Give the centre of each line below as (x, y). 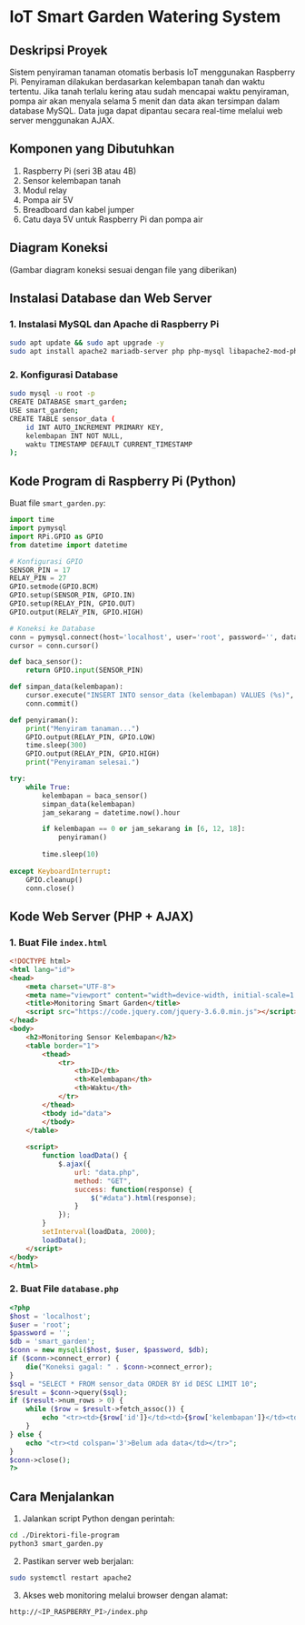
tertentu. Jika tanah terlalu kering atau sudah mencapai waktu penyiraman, (149, 91)
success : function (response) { (133, 1189)
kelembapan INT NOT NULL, (75, 436)
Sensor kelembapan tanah (71, 180)
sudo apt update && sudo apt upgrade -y (87, 343)
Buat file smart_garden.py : (58, 503)
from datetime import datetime (69, 545)
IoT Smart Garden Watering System (145, 17)
